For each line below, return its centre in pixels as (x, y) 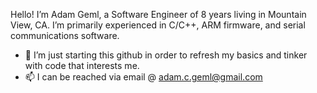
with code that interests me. (82, 65)
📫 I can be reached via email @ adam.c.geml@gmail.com (143, 77)
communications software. (65, 35)
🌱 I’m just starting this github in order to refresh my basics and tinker (166, 55)
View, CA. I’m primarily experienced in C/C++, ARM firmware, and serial (158, 25)
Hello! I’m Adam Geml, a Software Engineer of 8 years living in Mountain (158, 14)
